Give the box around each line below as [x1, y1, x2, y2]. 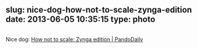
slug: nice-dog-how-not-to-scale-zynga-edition [5, 5, 193, 15]
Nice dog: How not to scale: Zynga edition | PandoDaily [5, 36, 143, 43]
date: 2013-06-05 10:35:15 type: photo [5, 15, 156, 25]
